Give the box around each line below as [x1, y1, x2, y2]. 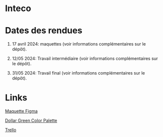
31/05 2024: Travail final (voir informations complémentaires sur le [12, 70, 145, 76]
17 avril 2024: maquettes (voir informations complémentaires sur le [12, 41, 146, 47]
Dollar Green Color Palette [5, 118, 57, 123]
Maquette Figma [5, 108, 38, 114]
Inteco [5, 3, 32, 14]
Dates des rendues [5, 25, 82, 36]
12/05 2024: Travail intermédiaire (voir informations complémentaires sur [12, 56, 158, 61]
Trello [5, 127, 16, 133]
